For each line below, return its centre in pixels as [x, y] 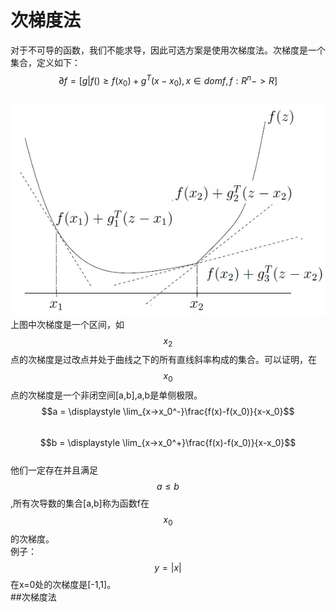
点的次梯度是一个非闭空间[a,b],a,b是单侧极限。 [106, 395]
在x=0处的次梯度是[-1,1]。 [63, 584]
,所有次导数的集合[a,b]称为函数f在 [80, 503]
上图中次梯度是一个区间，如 [67, 324]
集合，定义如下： [45, 62]
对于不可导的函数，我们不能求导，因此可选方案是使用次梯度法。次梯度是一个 [168, 50]
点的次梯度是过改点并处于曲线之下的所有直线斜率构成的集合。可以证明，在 [163, 360]
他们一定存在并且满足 [54, 470]
